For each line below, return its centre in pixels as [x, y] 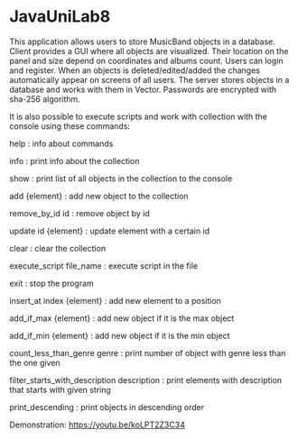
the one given [35, 362]
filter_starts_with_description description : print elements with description [146, 380]
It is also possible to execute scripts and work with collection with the [139, 116]
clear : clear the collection [58, 248]
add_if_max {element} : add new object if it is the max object [122, 318]
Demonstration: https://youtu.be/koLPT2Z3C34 [97, 425]
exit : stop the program [52, 283]
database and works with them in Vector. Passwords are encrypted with [143, 89]
